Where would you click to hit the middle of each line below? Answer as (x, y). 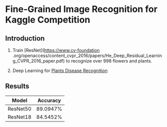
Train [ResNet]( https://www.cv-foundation (56, 50)
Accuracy (49, 100)
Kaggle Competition (48, 20)
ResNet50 (20, 108)
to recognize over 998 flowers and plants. (109, 61)
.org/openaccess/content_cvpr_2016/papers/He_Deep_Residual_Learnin (87, 55)
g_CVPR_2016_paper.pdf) (39, 61)
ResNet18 (20, 117)
